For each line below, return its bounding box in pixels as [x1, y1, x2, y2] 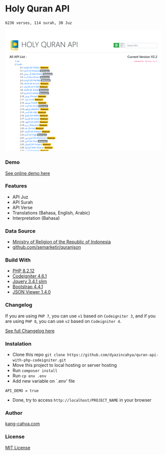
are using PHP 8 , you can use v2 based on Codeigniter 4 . [5, 318, 122, 324]
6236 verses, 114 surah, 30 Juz [5, 20, 72, 25]
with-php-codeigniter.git [12, 358, 66, 363]
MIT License [5, 445, 31, 451]
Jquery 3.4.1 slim [12, 279, 47, 285]
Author [5, 409, 23, 416]
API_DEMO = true [5, 388, 39, 394]
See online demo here [5, 170, 51, 176]
